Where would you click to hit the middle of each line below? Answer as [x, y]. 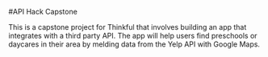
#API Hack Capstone [43, 12]
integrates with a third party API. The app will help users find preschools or [133, 36]
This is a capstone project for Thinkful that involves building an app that [128, 27]
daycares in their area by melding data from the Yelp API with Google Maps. [134, 44]
